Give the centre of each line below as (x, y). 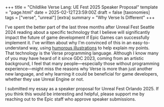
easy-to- (141, 43)
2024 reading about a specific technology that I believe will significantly (78, 32)
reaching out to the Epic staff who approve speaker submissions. (70, 99)
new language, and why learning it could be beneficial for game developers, (82, 74)
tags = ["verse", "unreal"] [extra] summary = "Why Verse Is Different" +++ (80, 17)
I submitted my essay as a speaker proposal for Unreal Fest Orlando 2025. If (82, 89)
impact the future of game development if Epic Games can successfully (77, 37)
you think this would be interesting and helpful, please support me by (75, 94)
